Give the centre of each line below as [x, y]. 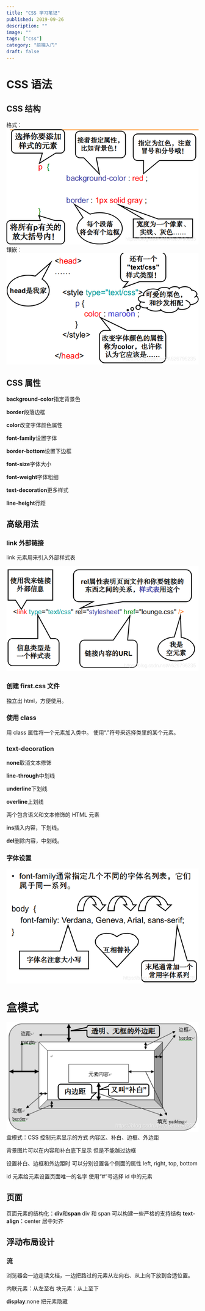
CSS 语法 [30, 85]
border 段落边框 [26, 412]
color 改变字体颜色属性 [34, 425]
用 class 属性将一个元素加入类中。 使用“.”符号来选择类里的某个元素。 [93, 732]
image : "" [19, 32]
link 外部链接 [25, 543]
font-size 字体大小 [29, 464]
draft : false [23, 52]
